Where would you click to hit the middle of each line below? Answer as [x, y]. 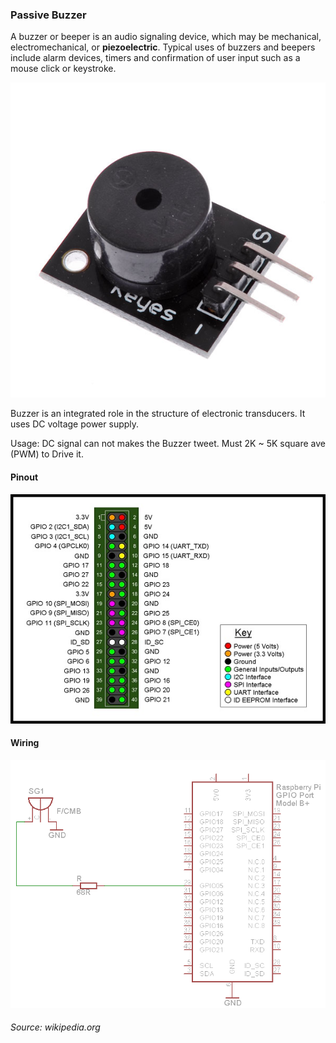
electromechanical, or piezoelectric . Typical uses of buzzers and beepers [163, 47]
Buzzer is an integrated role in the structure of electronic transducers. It [158, 414]
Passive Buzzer [48, 15]
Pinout [24, 477]
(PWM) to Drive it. [47, 454]
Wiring [25, 743]
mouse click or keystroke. [63, 69]
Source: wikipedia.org [55, 1027]
